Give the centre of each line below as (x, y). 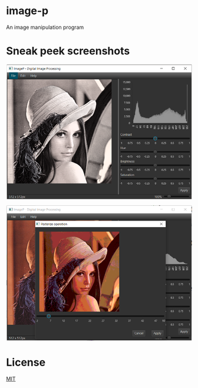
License (26, 362)
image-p (27, 11)
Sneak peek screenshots (68, 51)
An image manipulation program (45, 27)
